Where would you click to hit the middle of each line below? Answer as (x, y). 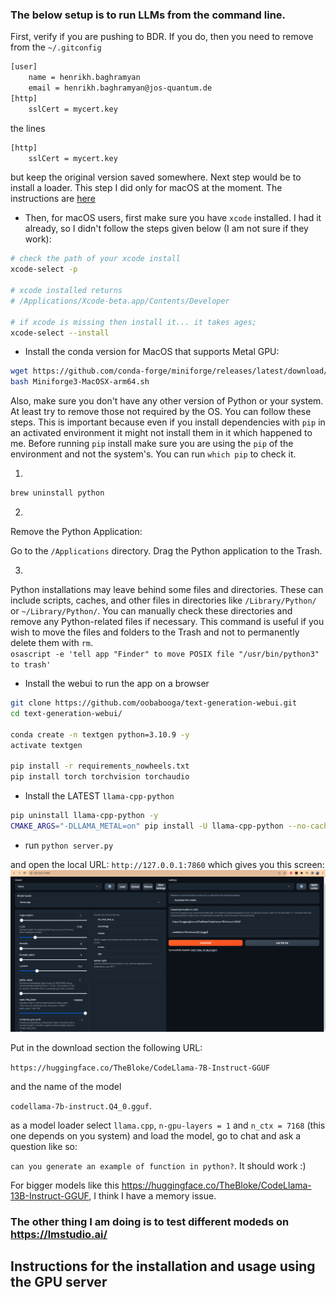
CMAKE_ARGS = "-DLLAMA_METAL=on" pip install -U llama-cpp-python (147, 826)
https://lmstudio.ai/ (59, 1235)
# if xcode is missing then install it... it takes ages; (133, 322)
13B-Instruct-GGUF (50, 1196)
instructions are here (53, 199)
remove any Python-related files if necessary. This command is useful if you (167, 622)
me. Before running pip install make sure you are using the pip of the (152, 444)
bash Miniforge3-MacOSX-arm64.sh (80, 382)
